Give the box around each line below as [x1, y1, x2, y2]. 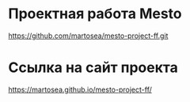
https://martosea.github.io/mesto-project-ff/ [8, 85, 152, 94]
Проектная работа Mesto [8, 5, 182, 23]
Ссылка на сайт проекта [8, 59, 178, 77]
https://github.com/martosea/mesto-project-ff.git [8, 31, 169, 40]
